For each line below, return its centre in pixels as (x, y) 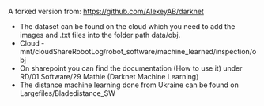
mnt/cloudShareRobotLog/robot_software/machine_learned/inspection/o (138, 51)
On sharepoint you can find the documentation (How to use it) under (131, 68)
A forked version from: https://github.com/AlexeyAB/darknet (106, 11)
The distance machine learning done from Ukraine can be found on (129, 85)
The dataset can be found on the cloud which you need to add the (127, 26)
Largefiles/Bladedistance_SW (68, 93)
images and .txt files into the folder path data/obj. (100, 35)
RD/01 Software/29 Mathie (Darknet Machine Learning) (109, 77)
